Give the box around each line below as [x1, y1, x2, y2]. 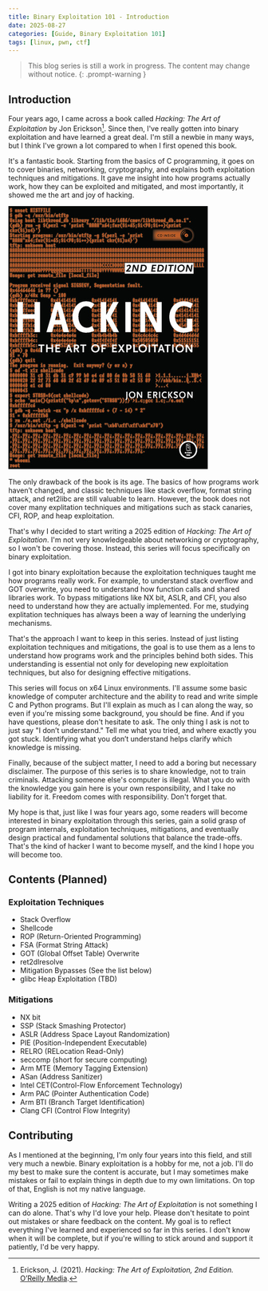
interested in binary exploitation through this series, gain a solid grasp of [8, 815, 246, 826]
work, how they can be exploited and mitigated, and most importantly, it [8, 181, 244, 191]
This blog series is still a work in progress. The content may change [27, 61, 250, 71]
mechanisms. [8, 618, 53, 628]
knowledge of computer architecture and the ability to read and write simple [8, 691, 258, 701]
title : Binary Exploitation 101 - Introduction [8, 13, 170, 21]
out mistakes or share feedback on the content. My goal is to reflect [8, 1216, 231, 1226]
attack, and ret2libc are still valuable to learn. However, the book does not [8, 493, 250, 503]
